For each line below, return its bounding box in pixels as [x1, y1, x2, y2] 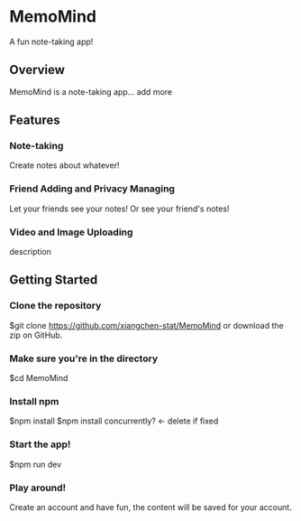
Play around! [9, 481, 66, 494]
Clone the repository [9, 300, 102, 312]
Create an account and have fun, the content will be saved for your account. [9, 501, 293, 512]
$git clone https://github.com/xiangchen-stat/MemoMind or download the [9, 320, 284, 330]
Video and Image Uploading [9, 226, 133, 238]
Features [9, 113, 60, 128]
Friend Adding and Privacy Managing [9, 182, 176, 195]
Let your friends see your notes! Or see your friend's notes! [9, 203, 230, 214]
